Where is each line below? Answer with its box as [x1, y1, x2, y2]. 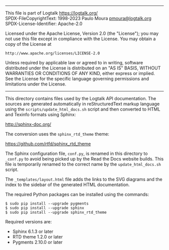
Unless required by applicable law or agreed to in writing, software [5, 60, 143, 65]
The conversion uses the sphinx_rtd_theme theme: [5, 131, 110, 137]
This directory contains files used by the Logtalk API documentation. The [5, 96, 156, 101]
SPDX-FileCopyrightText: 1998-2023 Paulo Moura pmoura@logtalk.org [5, 16, 152, 21]
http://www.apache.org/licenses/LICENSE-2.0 [5, 51, 100, 56]
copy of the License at [5, 41, 52, 47]
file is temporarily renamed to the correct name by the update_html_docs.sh [5, 161, 161, 167]
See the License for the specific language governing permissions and [5, 76, 149, 81]
